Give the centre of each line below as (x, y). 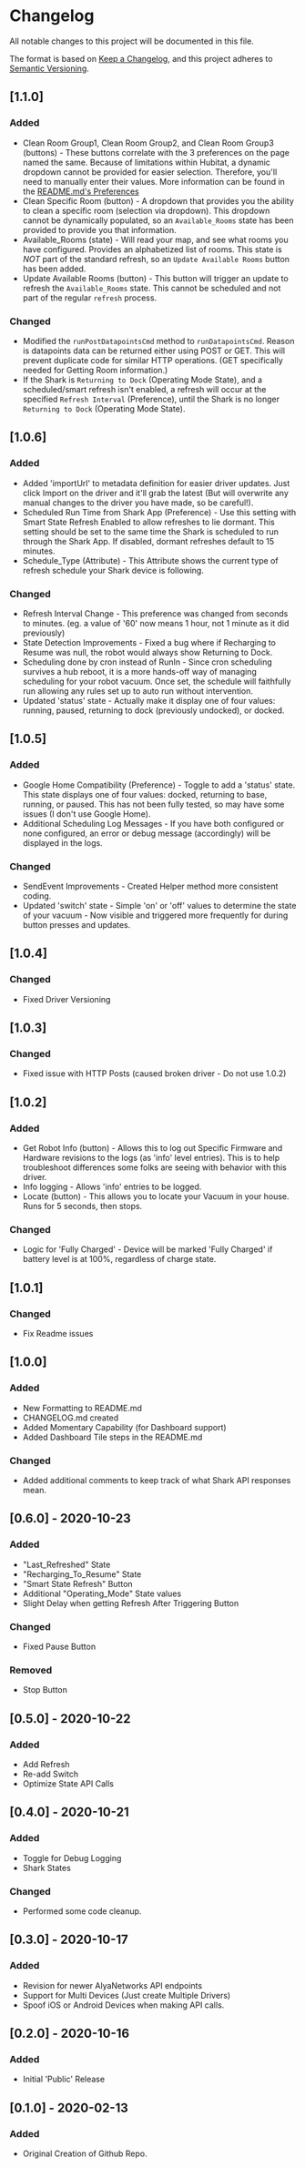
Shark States (46, 1868)
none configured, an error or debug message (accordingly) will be (147, 833)
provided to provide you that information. (100, 229)
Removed (31, 1670)
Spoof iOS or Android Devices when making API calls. (123, 2005)
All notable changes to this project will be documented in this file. (132, 41)
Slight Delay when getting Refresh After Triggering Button (131, 1603)
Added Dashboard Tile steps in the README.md (112, 1437)
